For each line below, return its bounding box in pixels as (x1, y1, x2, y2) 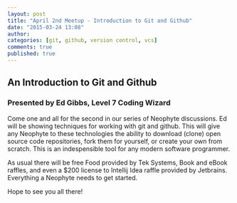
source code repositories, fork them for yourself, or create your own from (7, 137, 223, 145)
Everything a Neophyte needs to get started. (7, 173, 138, 182)
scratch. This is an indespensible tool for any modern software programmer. (7, 144, 230, 153)
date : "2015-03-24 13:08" (7, 24, 84, 31)
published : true (7, 51, 56, 58)
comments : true (7, 43, 53, 51)
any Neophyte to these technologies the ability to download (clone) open (7, 129, 221, 137)
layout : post (7, 10, 46, 18)
